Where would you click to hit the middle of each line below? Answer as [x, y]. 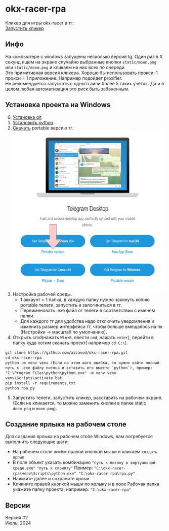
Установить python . [33, 122]
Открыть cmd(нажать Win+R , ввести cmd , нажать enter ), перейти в [83, 337]
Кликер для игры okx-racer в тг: [40, 23]
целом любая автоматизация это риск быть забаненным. [67, 89]
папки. [27, 316]
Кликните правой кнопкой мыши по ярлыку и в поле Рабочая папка [86, 484]
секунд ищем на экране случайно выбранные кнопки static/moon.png [81, 62]
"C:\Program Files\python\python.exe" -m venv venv [61, 373]
